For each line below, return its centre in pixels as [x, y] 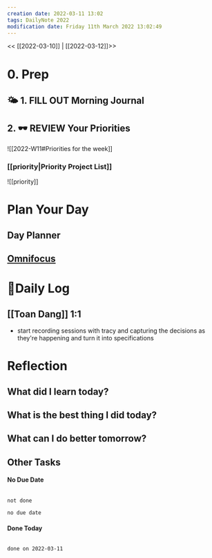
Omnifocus [32, 259]
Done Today [25, 528]
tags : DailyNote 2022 [38, 20]
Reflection [37, 366]
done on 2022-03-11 [35, 549]
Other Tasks [34, 462]
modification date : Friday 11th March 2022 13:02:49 [85, 26]
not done [20, 500]
